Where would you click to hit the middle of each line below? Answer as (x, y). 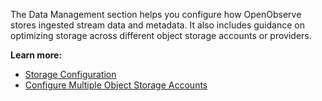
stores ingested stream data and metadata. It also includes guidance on (157, 25)
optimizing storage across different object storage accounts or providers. (161, 35)
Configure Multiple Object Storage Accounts (116, 85)
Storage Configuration (70, 74)
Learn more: (36, 55)
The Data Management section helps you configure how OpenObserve (156, 14)
